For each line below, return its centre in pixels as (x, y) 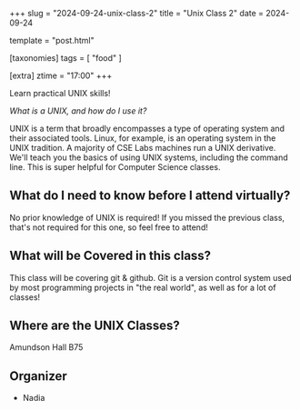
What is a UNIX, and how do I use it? (78, 111)
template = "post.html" (52, 40)
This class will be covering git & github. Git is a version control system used (150, 277)
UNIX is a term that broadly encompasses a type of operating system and (147, 128)
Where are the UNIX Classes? (95, 326)
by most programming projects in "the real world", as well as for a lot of (143, 287)
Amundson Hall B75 (46, 347)
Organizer (39, 376)
